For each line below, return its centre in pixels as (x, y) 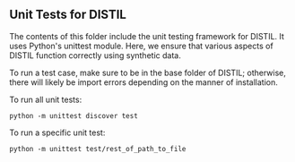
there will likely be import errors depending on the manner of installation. (143, 82)
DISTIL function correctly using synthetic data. (95, 55)
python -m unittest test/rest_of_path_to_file (98, 149)
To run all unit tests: (46, 99)
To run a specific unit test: (57, 132)
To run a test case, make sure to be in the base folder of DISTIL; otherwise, (148, 72)
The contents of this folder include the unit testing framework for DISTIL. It (147, 36)
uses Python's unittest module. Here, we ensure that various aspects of (141, 46)
